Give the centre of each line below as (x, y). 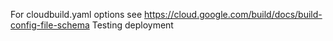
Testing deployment (132, 25)
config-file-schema (50, 25)
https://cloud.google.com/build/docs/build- (233, 14)
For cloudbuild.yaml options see (76, 14)
